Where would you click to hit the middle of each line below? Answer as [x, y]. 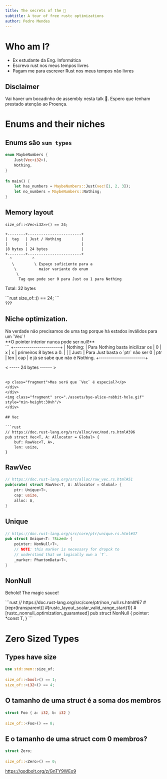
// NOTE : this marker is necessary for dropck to [67, 549]
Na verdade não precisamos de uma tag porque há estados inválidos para [81, 331]
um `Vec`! [15, 336]
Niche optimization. [36, 319]
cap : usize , [26, 495]
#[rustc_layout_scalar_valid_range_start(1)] [88, 608]
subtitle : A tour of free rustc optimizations [54, 16]
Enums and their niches [55, 124]
